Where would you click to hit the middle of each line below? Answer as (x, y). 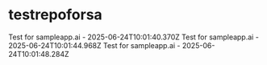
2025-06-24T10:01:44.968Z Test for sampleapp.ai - (94, 45)
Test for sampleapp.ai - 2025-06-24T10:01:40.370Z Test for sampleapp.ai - (134, 37)
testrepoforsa (55, 15)
